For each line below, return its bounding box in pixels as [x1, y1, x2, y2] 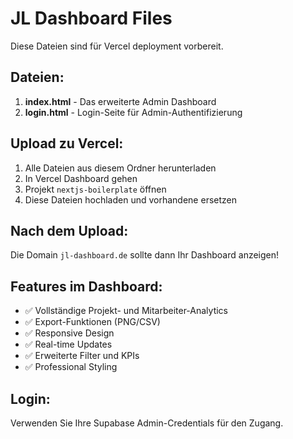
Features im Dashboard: [10, 278, 163, 295]
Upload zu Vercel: [10, 135, 124, 152]
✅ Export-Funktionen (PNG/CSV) [24, 316, 161, 328]
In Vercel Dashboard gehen [24, 172, 138, 184]
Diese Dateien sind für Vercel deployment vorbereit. [10, 40, 224, 52]
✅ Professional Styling [24, 361, 118, 373]
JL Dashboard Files [10, 7, 173, 30]
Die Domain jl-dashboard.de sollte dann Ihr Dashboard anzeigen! [10, 249, 280, 261]
